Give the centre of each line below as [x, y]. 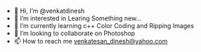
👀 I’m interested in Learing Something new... [78, 18]
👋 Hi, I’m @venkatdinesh [49, 11]
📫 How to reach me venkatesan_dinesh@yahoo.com [91, 41]
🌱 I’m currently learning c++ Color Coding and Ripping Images [104, 26]
